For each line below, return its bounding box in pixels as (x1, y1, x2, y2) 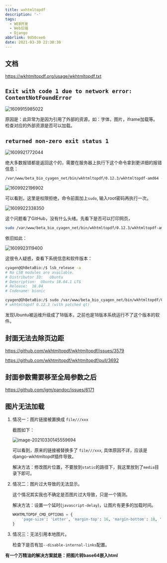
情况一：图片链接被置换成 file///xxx (12, 416, 88, 422)
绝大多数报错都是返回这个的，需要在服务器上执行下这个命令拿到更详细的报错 (5, 160, 162, 166)
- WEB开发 (9, 21, 28, 26)
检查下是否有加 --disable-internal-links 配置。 (12, 542, 110, 548)
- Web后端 (9, 26, 28, 31)
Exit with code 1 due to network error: (5, 87, 133, 95)
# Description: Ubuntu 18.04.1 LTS (5, 279, 81, 284)
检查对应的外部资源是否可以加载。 (5, 123, 75, 129)
